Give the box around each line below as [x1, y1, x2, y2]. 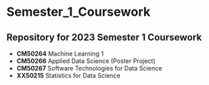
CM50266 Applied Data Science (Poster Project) [16, 57, 156, 65]
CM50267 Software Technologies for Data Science [16, 64, 163, 72]
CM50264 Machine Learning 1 [16, 49, 104, 58]
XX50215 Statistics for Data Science [16, 71, 121, 80]
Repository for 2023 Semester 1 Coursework [6, 32, 202, 43]
